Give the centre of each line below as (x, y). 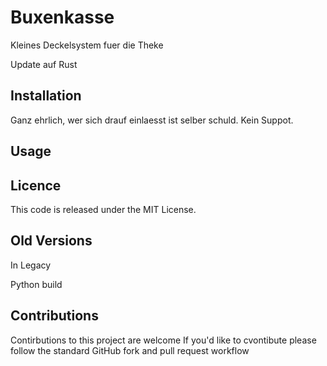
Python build (36, 284)
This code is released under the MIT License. (103, 209)
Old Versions (51, 241)
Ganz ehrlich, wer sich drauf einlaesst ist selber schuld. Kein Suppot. (152, 120)
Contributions (54, 316)
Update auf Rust (44, 64)
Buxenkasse (62, 17)
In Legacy (31, 265)
